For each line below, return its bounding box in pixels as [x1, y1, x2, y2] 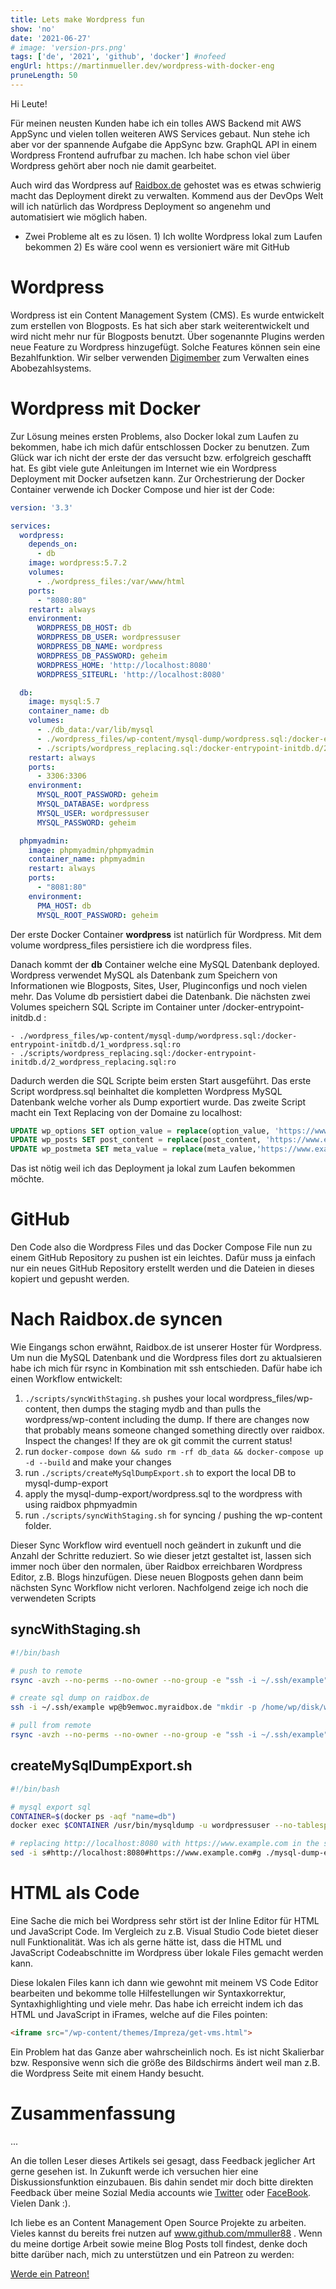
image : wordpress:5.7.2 [28, 558, 128, 568]
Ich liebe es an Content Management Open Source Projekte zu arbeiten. [10, 2216, 307, 2228]
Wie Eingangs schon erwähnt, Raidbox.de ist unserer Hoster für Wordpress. [10, 1341, 323, 1353]
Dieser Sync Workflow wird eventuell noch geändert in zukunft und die [10, 1539, 302, 1551]
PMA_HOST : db [36, 901, 92, 911]
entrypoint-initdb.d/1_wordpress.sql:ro [10, 1039, 182, 1050]
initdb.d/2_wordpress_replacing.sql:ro [10, 1057, 177, 1067]
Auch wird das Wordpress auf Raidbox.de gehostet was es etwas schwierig [10, 179, 322, 191]
